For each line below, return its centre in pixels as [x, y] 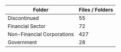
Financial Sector [27, 26]
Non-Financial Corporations [41, 34]
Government [22, 42]
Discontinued [23, 18]
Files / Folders [96, 10]
